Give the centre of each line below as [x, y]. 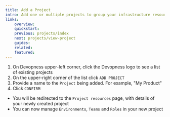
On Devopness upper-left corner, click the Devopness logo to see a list [86, 67]
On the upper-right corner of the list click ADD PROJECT [69, 77]
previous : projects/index [42, 33]
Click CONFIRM [26, 88]
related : [24, 48]
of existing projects [33, 72]
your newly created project [41, 103]
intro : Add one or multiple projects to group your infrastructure [78, 15]
